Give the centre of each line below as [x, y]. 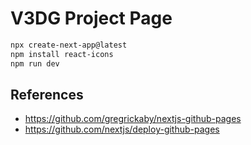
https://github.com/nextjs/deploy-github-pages [122, 129]
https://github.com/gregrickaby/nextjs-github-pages [133, 119]
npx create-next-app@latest [69, 45]
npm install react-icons [62, 54]
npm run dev [35, 63]
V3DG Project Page [91, 18]
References [47, 94]
